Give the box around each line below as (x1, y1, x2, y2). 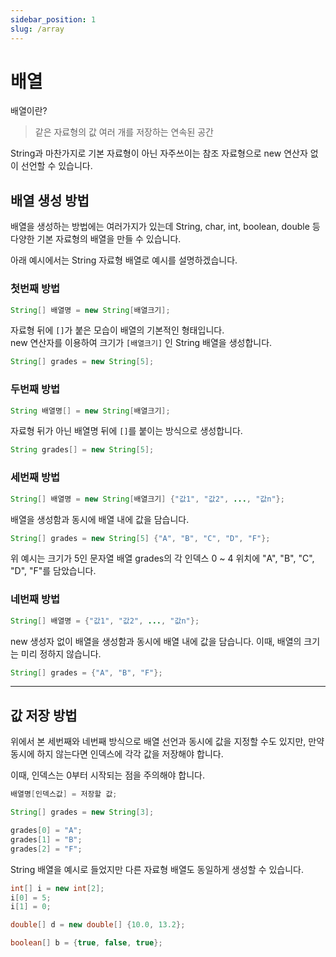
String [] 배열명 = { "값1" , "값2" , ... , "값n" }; (10, 616, 200, 626)
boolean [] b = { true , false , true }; (10, 938, 163, 948)
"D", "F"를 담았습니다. (10, 565, 97, 577)
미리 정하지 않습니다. (20, 647, 102, 660)
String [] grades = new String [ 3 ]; (10, 807, 155, 818)
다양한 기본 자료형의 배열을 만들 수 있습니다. (10, 233, 182, 245)
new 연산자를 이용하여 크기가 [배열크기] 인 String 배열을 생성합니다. (10, 337, 273, 349)
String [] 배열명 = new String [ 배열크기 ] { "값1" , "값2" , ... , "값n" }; (10, 494, 285, 504)
